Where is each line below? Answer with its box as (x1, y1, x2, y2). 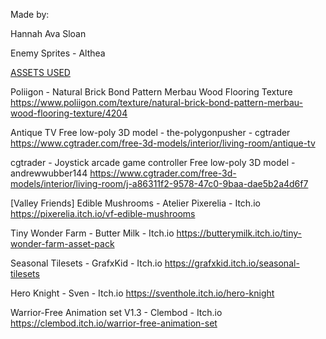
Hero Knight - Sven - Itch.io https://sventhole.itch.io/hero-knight (10, 287, 275, 299)
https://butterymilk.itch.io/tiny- (176, 227, 302, 239)
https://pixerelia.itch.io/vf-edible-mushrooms (10, 208, 196, 219)
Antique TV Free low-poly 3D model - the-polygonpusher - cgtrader (10, 127, 291, 138)
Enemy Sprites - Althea (10, 47, 106, 59)
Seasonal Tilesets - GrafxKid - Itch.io (10, 257, 163, 269)
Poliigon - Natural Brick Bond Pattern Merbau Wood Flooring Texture (10, 86, 293, 98)
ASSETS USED (10, 67, 71, 78)
